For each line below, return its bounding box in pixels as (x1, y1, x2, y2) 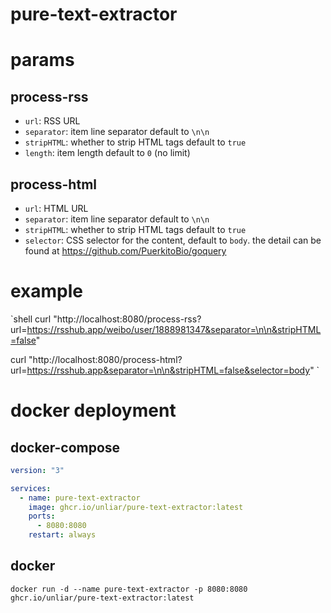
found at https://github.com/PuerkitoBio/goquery (24, 245, 227, 257)
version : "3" (10, 465, 65, 475)
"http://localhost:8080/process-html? (28, 353, 183, 365)
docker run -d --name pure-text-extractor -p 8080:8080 (10, 584, 248, 594)
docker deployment (10, 399, 177, 422)
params (10, 49, 75, 72)
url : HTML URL (24, 203, 89, 214)
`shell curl (10, 313, 52, 325)
